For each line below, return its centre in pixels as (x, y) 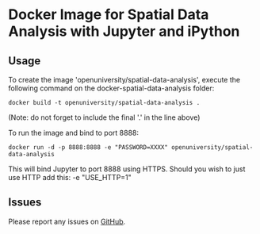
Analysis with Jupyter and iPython (124, 31)
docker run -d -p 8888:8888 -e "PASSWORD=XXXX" (88, 148)
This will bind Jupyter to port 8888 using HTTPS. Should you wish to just (127, 169)
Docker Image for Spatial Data (109, 15)
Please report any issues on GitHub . (67, 221)
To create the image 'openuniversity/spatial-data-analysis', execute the (124, 80)
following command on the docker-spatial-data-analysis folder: (111, 88)
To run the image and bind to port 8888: (74, 133)
